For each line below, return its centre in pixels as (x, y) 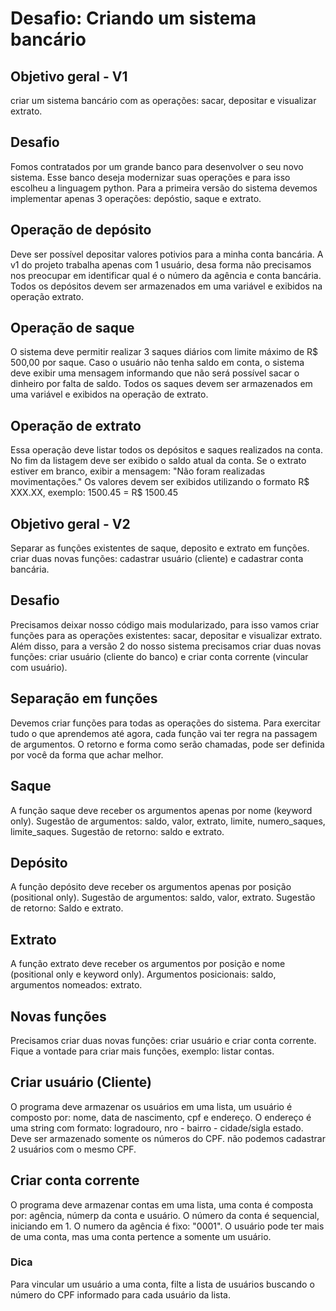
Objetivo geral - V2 (70, 523)
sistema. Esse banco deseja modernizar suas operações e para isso (150, 177)
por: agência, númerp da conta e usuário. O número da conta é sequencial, (165, 1215)
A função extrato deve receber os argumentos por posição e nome (148, 964)
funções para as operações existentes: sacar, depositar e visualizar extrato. (166, 635)
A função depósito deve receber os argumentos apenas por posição (151, 887)
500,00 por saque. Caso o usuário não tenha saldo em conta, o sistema (157, 363)
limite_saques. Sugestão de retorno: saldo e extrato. (117, 831)
